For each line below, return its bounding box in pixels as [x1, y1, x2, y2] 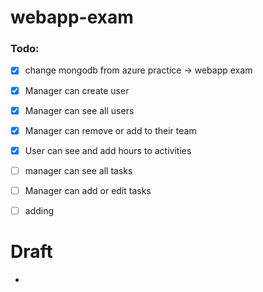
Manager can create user [24, 84, 130, 96]
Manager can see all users [24, 104, 135, 116]
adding [24, 204, 55, 216]
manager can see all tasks [24, 164, 133, 176]
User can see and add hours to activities [24, 144, 192, 156]
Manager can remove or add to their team [24, 124, 197, 136]
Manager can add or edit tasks [24, 184, 152, 196]
